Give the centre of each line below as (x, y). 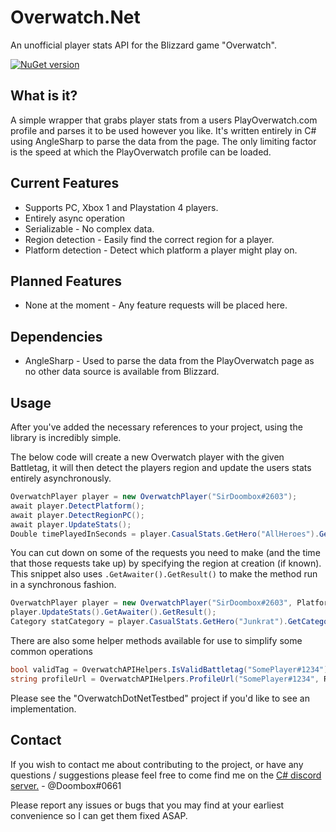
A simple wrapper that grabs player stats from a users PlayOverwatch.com (164, 120)
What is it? (44, 96)
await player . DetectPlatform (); (77, 506)
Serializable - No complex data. (89, 228)
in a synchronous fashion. (63, 585)
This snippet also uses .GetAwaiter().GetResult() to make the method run (164, 574)
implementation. (43, 708)
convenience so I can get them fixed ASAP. (99, 815)
